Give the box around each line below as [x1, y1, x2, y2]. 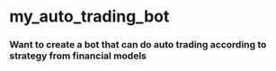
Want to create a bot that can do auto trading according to [9, 39, 267, 51]
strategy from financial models [9, 49, 147, 62]
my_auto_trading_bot [9, 6, 170, 27]
